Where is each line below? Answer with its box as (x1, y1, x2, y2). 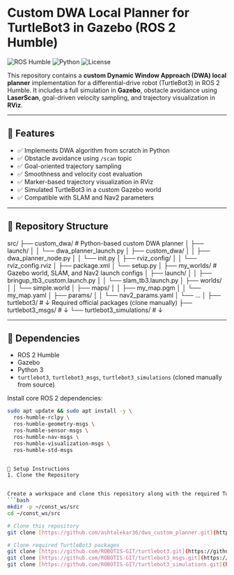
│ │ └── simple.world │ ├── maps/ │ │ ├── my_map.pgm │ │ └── (7, 283, 201, 292)
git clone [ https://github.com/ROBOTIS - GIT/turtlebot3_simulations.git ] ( (7, 561, 226, 568)
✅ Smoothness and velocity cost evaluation (17, 170, 143, 178)
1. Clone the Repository (7, 472, 79, 479)
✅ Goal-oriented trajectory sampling (17, 162, 122, 170)
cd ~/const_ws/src (7, 509, 61, 517)
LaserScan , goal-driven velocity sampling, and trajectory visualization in (7, 93, 216, 102)
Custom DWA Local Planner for (7, 5, 190, 21)
